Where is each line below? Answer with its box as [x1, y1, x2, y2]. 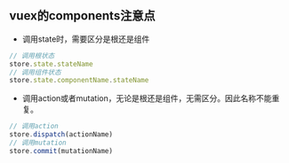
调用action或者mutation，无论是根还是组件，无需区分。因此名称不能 [21, 93, 272, 104]
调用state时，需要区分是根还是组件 [21, 34, 150, 44]
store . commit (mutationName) [9, 146, 114, 155]
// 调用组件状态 [9, 67, 61, 77]
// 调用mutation [9, 138, 67, 148]
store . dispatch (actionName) [9, 130, 114, 139]
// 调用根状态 [9, 51, 55, 60]
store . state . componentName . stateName [9, 76, 149, 85]
